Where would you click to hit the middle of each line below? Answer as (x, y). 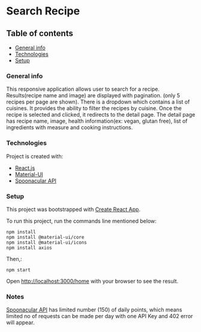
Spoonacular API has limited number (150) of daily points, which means (94, 310)
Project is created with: (35, 156)
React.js (25, 168)
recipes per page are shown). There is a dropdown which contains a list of (98, 102)
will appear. (20, 322)
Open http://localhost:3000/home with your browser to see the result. (92, 281)
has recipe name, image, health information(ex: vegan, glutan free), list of (97, 121)
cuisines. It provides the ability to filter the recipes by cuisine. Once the (94, 108)
